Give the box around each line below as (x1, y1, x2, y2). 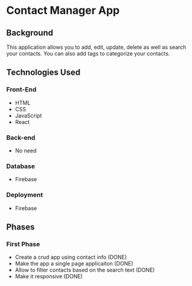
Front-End (6, 85, 37, 94)
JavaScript (14, 112, 42, 119)
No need (14, 147, 37, 154)
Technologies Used (6, 67, 80, 78)
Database (6, 162, 35, 170)
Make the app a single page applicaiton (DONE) (14, 260, 134, 267)
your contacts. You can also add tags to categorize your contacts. (6, 50, 170, 57)
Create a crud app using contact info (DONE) (14, 253, 127, 261)
